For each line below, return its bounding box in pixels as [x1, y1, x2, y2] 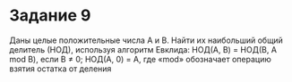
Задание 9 [9, 5, 91, 26]
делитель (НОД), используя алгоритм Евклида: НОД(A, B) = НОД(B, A [9, 44, 278, 54]
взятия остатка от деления [9, 63, 112, 74]
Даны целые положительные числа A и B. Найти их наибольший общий [9, 35, 284, 45]
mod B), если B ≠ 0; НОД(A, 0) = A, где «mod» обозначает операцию [9, 53, 271, 64]
